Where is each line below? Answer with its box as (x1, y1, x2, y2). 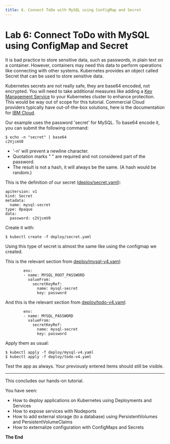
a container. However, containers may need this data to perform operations (5, 62, 162, 68)
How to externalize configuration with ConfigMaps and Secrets (12, 424, 144, 430)
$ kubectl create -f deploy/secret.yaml (5, 234, 92, 239)
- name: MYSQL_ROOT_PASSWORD (23, 272, 85, 277)
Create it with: (5, 224, 34, 230)
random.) (12, 169, 32, 175)
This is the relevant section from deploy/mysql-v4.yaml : (5, 258, 121, 264)
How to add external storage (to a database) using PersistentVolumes (12, 413, 158, 419)
